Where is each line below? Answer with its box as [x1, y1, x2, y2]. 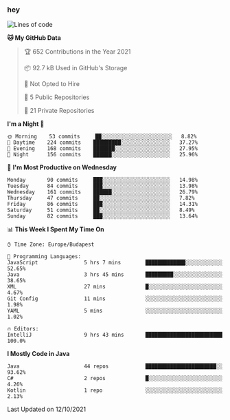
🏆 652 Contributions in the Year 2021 [23, 48, 131, 56]
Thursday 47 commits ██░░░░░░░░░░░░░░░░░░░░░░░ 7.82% [7, 195, 195, 202]
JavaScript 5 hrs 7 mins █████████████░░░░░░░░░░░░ [7, 260, 223, 266]
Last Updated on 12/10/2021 [7, 405, 87, 414]
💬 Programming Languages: [7, 253, 81, 260]
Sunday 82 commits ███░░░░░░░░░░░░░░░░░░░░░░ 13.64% [7, 213, 198, 220]
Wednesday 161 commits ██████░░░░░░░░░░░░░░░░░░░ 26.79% [7, 189, 198, 196]
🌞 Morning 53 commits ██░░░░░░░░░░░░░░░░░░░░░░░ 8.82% [7, 133, 197, 140]
